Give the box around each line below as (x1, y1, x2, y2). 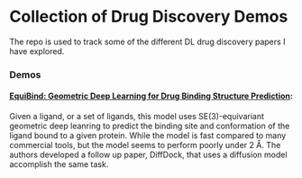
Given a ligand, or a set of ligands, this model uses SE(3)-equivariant (9, 111, 264, 122)
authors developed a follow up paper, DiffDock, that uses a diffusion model (9, 149, 288, 160)
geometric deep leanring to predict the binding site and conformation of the (9, 120, 290, 132)
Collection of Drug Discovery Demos (9, 6, 288, 27)
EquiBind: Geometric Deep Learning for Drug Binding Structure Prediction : (9, 90, 294, 101)
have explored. (9, 45, 65, 56)
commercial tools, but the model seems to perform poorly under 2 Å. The (9, 140, 281, 151)
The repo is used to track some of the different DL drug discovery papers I (9, 36, 286, 47)
